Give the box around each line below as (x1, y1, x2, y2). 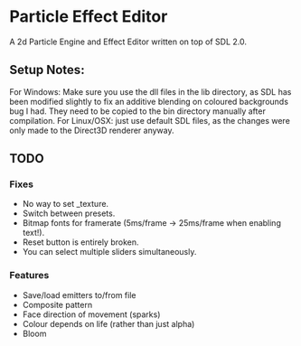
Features (9, 269, 50, 282)
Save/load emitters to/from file (22, 289, 136, 300)
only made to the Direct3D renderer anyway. (9, 125, 174, 136)
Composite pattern (22, 299, 93, 310)
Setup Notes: (9, 62, 85, 78)
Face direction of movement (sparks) (22, 309, 161, 320)
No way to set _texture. (22, 199, 109, 210)
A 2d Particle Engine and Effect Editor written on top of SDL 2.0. (9, 36, 247, 47)
